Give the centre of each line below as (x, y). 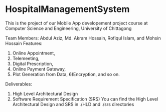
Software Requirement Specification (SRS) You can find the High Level (85, 99)
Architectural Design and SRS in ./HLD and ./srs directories (73, 104)
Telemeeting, (26, 58)
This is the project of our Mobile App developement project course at (76, 23)
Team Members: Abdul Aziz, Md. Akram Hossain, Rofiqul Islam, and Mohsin (83, 38)
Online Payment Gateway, (39, 69)
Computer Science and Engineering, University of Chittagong (68, 28)
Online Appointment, (34, 53)
